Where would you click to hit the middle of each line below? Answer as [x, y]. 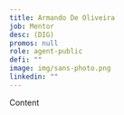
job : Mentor [32, 26]
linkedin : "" [34, 77]
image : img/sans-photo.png [60, 69]
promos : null [34, 43]
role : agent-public [46, 52]
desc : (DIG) [32, 34]
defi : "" [26, 60]
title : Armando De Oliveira [62, 18]
